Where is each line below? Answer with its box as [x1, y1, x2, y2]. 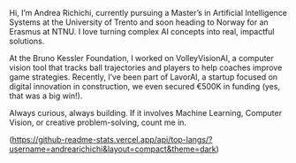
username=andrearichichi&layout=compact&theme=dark [9, 144, 216, 154]
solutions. [9, 35, 45, 46]
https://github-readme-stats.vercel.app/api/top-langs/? [11, 135, 214, 144]
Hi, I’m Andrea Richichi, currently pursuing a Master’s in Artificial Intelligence [9, 8, 288, 18]
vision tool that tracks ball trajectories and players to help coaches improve [9, 62, 283, 73]
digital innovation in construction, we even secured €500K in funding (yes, [9, 81, 281, 91]
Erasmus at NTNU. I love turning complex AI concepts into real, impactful [9, 27, 275, 36]
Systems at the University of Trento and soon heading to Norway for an [9, 17, 269, 27]
